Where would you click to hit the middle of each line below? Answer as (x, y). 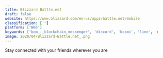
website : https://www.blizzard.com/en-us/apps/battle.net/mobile (72, 18)
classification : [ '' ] (27, 23)
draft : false (18, 14)
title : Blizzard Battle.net (33, 9)
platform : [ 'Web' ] (24, 28)
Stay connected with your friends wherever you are (56, 50)
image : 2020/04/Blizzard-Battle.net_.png (48, 37)
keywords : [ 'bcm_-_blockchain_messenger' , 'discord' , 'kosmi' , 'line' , (79, 32)
